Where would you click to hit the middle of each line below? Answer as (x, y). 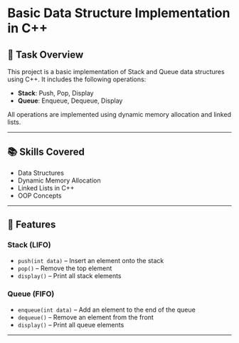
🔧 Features (32, 225)
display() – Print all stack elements (69, 275)
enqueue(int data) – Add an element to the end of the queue (106, 309)
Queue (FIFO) (31, 294)
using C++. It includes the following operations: (77, 79)
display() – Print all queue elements (71, 324)
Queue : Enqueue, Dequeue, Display (70, 101)
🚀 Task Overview (46, 55)
